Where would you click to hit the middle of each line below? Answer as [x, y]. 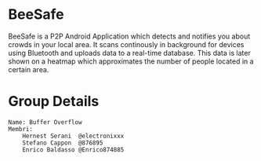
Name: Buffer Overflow [45, 122]
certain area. [29, 69]
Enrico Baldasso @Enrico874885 [73, 150]
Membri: [21, 129]
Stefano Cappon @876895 [63, 143]
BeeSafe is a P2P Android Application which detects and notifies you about [129, 36]
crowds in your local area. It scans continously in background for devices [126, 44]
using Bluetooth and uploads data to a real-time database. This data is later [129, 53]
